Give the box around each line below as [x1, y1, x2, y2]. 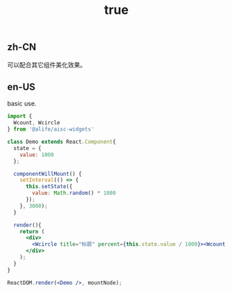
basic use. [7, 99, 37, 108]
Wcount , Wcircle [13, 119, 60, 126]
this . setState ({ [25, 183, 73, 190]
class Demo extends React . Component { [7, 138, 116, 146]
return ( [19, 228, 45, 235]
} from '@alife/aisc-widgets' [7, 126, 95, 133]
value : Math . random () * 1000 [32, 190, 116, 196]
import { [7, 113, 33, 120]
